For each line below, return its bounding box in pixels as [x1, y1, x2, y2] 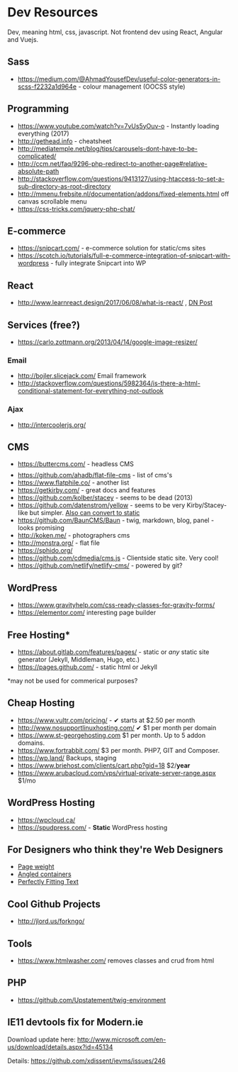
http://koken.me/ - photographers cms [17, 531, 130, 540]
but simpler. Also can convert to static [29, 509, 140, 517]
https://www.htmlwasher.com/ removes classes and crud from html [17, 956, 215, 965]
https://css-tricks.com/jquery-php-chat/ [17, 204, 135, 213]
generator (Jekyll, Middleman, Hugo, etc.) [17, 656, 140, 664]
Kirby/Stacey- [186, 501, 227, 509]
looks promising [17, 524, 65, 532]
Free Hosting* [7, 629, 71, 641]
